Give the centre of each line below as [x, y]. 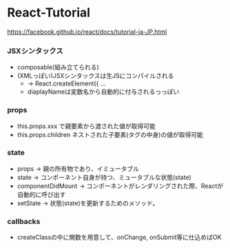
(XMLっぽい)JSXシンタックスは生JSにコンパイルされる [95, 76]
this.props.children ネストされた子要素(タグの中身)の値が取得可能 [110, 134]
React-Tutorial [49, 13]
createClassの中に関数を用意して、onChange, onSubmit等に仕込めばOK [119, 237]
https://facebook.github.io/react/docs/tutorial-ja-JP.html [87, 32]
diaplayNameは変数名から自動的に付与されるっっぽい [103, 92]
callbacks [24, 221]
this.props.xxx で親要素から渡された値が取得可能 [86, 126]
